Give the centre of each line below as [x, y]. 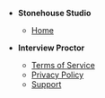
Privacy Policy [57, 75]
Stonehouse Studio [54, 13]
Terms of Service [63, 65]
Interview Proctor [51, 48]
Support [46, 84]
